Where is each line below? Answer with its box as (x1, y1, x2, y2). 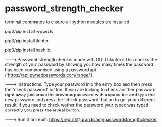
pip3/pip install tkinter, (5, 37, 50, 44)
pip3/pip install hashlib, (5, 47, 52, 53)
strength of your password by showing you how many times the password (5, 62, 154, 67)
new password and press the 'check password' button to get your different (5, 96, 155, 102)
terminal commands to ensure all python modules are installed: (5, 19, 131, 25)
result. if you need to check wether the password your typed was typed (5, 102, 148, 108)
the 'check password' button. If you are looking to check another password (5, 86, 156, 92)
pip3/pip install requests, (5, 28, 55, 34)
